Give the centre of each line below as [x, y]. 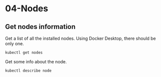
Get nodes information [40, 27]
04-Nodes [27, 9]
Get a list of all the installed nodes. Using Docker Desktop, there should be [80, 38]
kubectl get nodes [24, 52]
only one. [15, 44]
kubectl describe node [28, 71]
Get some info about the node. [36, 62]
